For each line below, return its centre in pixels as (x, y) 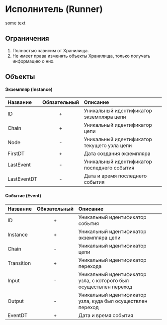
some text (15, 23)
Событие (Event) (23, 195)
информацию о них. (33, 61)
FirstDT (16, 154)
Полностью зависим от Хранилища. (50, 50)
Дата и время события (106, 315)
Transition (19, 263)
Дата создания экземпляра (117, 154)
